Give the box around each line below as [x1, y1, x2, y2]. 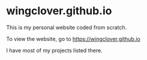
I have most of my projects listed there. [6, 46, 103, 54]
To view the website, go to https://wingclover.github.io [6, 35, 141, 42]
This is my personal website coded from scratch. [6, 24, 127, 31]
